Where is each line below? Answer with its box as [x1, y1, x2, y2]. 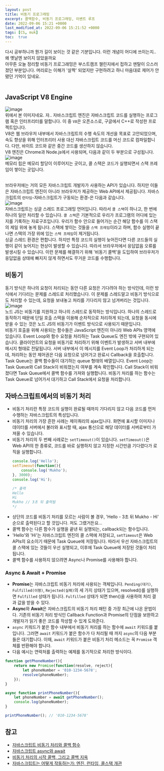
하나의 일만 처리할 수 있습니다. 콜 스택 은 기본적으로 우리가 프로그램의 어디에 [5, 212, 148, 218]
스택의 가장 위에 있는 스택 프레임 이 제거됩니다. [14, 230, 100, 236]
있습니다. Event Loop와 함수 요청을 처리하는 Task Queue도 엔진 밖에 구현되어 [5, 333, 154, 339]
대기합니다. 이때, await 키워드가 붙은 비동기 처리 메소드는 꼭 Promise [21, 637, 152, 643]
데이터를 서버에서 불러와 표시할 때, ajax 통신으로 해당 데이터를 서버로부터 [12, 424, 151, 431]
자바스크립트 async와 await [12, 748, 66, 754]
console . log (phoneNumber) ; [14, 700, 69, 705]
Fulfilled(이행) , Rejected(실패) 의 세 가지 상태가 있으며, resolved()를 [12, 587, 146, 593]
